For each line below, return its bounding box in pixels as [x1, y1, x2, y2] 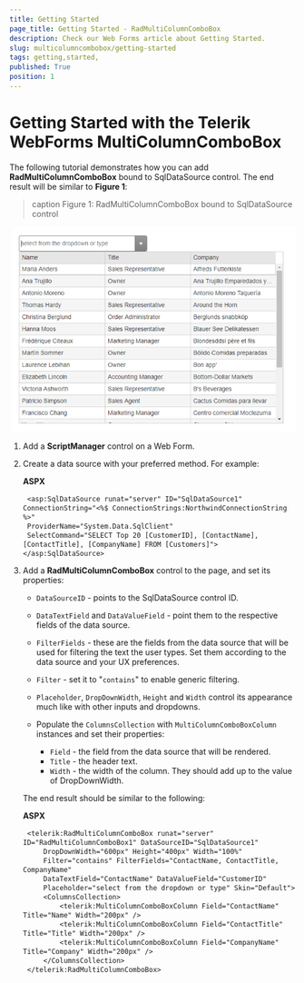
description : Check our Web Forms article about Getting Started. [9, 34, 266, 43]
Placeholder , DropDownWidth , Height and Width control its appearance [35, 691, 293, 702]
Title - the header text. [49, 755, 138, 767]
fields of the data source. [35, 619, 131, 631]
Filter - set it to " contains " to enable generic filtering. [35, 673, 240, 685]
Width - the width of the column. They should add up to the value [49, 765, 293, 776]
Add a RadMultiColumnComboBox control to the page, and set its [22, 564, 270, 576]
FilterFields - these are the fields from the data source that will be [35, 637, 289, 648]
